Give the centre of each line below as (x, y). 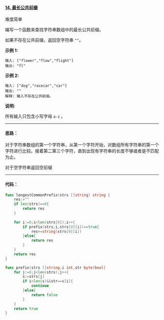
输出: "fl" (15, 66)
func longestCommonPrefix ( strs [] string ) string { (58, 195)
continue (40, 286)
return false (44, 295)
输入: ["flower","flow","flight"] (40, 61)
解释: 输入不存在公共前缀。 (29, 96)
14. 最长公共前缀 (21, 7)
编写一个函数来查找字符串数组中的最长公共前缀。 (54, 30)
